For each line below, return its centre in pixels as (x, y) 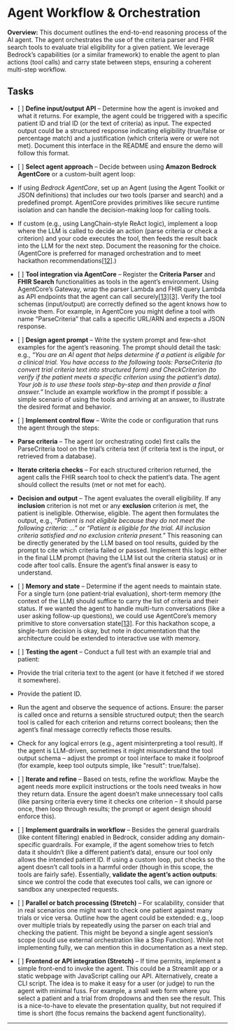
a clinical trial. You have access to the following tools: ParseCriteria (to (120, 362)
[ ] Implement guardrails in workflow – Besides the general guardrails (119, 829)
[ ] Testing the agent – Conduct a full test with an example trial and (114, 652)
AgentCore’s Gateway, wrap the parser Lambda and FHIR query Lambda (121, 289)
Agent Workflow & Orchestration (104, 13)
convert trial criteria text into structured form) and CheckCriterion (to (117, 370)
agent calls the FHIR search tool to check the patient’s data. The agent (119, 477)
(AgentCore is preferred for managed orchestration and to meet (109, 253)
